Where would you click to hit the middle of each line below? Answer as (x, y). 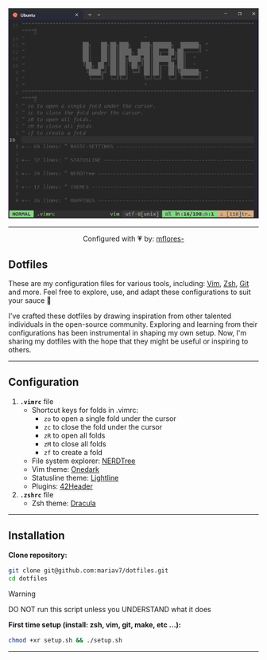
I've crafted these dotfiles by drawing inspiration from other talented (120, 316)
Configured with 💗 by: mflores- (133, 239)
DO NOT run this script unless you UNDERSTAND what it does (110, 610)
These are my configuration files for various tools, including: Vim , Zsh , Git (129, 283)
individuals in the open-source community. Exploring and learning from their (133, 324)
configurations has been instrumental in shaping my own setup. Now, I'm (128, 332)
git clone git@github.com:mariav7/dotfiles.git (89, 570)
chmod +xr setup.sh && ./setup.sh (66, 641)
